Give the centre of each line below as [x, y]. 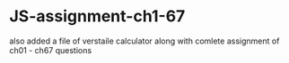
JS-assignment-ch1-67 [97, 16]
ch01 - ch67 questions [51, 50]
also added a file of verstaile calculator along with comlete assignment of [144, 41]
